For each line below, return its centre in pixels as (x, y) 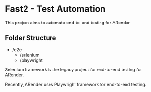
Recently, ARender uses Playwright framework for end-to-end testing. (76, 84)
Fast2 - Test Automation (55, 9)
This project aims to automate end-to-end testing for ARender (68, 23)
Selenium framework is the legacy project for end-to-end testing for (74, 69)
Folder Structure (31, 38)
